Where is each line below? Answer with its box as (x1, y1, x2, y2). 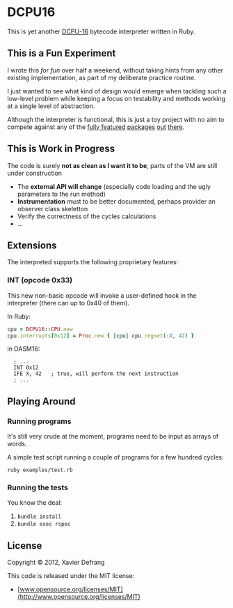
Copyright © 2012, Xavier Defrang (7, 558, 105, 567)
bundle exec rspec (17, 521, 71, 528)
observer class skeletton (17, 204, 88, 213)
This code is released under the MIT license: (7, 572, 135, 580)
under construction (7, 169, 63, 177)
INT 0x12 (13, 364, 39, 372)
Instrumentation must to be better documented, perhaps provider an (17, 197, 216, 206)
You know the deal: (7, 499, 63, 507)
